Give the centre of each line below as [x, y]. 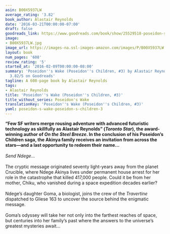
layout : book [19, 52]
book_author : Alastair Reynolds [39, 19]
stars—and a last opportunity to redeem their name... [62, 145]
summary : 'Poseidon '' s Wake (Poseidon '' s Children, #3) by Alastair [79, 72]
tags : [11, 85]
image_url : [17, 48]
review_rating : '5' [26, 62]
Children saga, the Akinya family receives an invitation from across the [81, 140]
